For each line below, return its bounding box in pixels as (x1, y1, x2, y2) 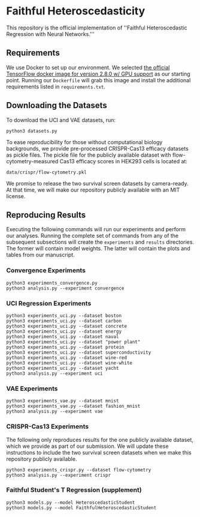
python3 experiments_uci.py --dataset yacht (6, 365, 119, 371)
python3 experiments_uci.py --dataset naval (6, 333, 119, 340)
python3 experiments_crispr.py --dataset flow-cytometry (6, 467, 151, 473)
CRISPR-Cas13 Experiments (6, 422, 89, 431)
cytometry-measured (6, 157, 59, 165)
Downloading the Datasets (6, 100, 108, 110)
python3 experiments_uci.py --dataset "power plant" (6, 339, 141, 345)
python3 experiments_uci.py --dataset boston (6, 312, 122, 319)
